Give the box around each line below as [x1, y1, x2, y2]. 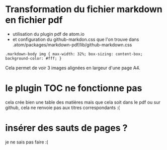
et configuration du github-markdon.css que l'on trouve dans [12, 36, 139, 42]
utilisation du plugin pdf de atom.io [12, 31, 85, 37]
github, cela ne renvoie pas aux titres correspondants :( [5, 105, 120, 111]
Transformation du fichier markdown [5, 4, 162, 15]
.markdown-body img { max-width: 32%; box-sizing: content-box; [5, 52, 143, 57]
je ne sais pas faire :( [5, 139, 49, 145]
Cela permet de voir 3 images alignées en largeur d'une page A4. [5, 65, 141, 71]
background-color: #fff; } [5, 56, 62, 61]
